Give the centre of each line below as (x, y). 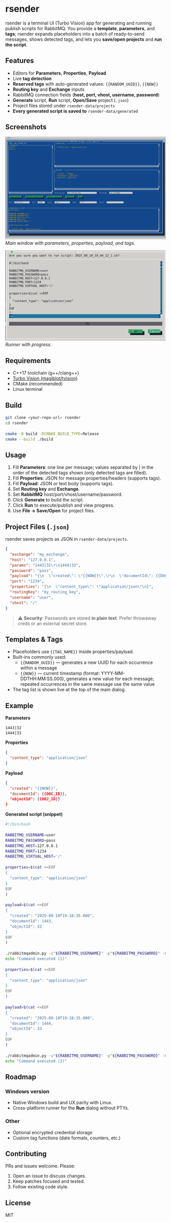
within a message (39, 668)
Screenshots (26, 127)
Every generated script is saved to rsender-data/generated (75, 111)
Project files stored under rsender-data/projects (64, 106)
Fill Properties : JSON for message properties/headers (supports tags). (87, 478)
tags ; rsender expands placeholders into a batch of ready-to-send (75, 34)
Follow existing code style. (40, 1187)
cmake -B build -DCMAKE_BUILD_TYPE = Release (52, 434)
